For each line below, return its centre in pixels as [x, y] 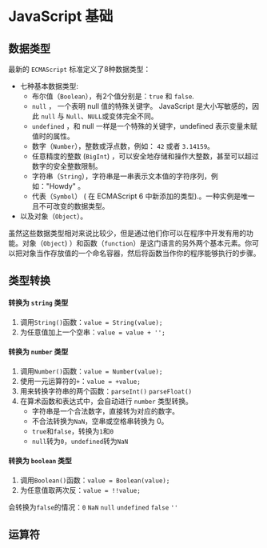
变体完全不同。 [133, 116]
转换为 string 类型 [38, 302]
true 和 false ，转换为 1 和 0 [73, 431]
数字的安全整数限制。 [67, 166]
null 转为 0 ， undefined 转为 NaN [80, 441]
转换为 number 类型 [38, 352]
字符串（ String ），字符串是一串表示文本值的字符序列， [122, 176]
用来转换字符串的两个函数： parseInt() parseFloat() [106, 391]
